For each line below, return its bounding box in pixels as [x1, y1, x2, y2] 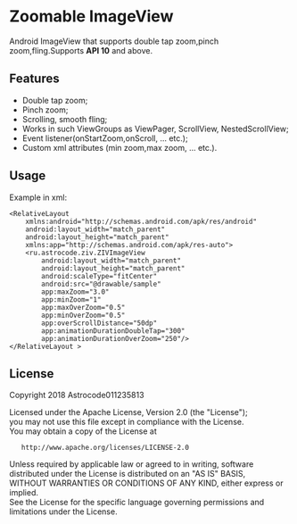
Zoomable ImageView [9, 6, 174, 27]
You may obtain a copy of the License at [9, 426, 158, 437]
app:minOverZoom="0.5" [41, 311, 126, 320]
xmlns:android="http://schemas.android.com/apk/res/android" [25, 217, 257, 226]
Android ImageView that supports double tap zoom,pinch [9, 36, 219, 46]
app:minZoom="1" [41, 295, 102, 304]
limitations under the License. [9, 506, 118, 517]
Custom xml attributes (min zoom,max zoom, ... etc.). [21, 142, 218, 153]
